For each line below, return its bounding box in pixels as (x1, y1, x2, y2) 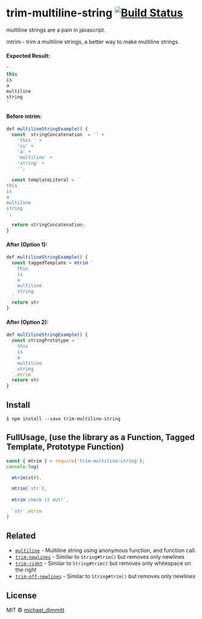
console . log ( (6, 463, 39, 470)
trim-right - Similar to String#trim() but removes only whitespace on (15, 560, 191, 567)
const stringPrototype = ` (12, 338, 80, 344)
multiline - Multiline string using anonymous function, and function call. (15, 547, 197, 554)
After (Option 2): (6, 318, 49, 326)
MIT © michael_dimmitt (6, 606, 65, 614)
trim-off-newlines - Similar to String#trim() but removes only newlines (15, 573, 196, 580)
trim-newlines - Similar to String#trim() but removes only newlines (15, 553, 185, 561)
